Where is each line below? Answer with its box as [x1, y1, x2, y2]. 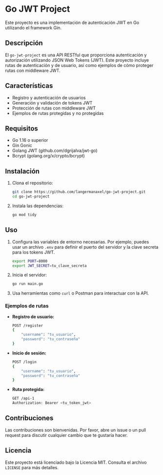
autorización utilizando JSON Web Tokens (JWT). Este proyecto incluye [5, 57, 149, 63]
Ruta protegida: [12, 387, 45, 392]
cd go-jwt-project [12, 194, 50, 199]
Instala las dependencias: [12, 203, 63, 209]
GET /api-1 [12, 396, 35, 401]
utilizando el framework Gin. [5, 24, 62, 30]
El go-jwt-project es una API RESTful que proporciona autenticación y [5, 52, 147, 58]
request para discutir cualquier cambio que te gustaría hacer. [5, 432, 128, 438]
